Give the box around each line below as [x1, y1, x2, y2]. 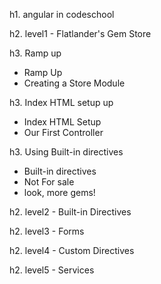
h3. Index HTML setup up [9, 97, 114, 108]
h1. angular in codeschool [9, 9, 115, 20]
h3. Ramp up [9, 47, 62, 59]
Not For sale [23, 176, 75, 188]
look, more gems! [23, 187, 96, 198]
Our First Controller [23, 127, 104, 138]
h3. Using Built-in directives [9, 146, 124, 158]
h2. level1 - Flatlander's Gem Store [9, 28, 152, 39]
